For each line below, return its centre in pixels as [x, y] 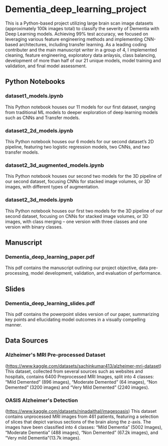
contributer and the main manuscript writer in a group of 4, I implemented [81, 50]
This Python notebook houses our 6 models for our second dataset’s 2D [79, 141]
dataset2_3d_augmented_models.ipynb [55, 165]
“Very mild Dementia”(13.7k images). [43, 437]
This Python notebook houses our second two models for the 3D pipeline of [83, 176]
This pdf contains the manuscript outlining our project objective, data [76, 268]
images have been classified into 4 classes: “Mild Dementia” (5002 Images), [84, 427]
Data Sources [27, 341]
